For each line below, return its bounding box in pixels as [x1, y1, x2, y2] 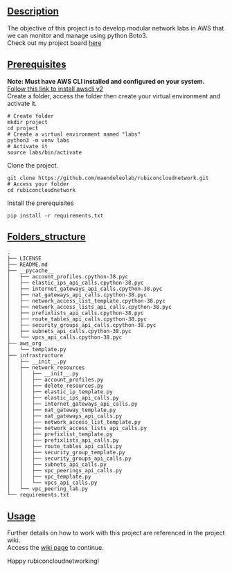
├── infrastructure [7, 352, 64, 359]
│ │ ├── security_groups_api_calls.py [7, 455, 132, 463]
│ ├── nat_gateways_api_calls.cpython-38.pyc [7, 292, 148, 298]
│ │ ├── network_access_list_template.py [7, 419, 141, 426]
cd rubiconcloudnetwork [7, 186, 76, 193]
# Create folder [7, 112, 54, 120]
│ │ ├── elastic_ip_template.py [7, 388, 113, 395]
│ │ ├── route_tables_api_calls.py [7, 443, 123, 450]
